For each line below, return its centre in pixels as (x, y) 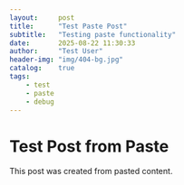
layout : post (42, 18)
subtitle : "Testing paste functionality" (93, 34)
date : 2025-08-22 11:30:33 (73, 43)
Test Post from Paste (89, 146)
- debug (40, 102)
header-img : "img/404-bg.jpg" (67, 60)
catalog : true (42, 69)
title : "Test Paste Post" (68, 26)
